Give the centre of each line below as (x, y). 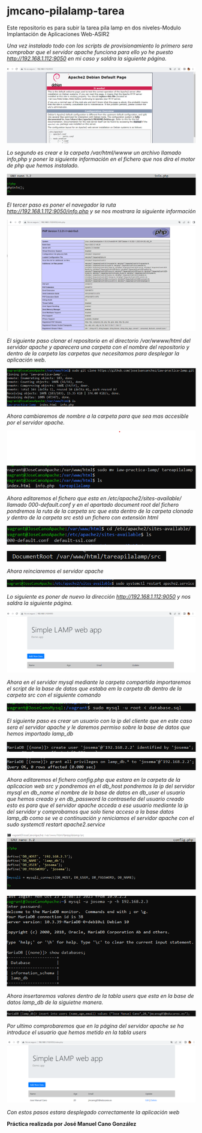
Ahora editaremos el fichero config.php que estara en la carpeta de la (94, 779)
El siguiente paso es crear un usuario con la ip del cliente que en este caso (100, 721)
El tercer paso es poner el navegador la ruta (61, 205)
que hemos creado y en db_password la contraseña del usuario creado (96, 799)
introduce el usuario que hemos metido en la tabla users (77, 1032)
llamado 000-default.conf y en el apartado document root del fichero (93, 505)
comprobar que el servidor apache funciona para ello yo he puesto (90, 52)
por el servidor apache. (36, 422)
